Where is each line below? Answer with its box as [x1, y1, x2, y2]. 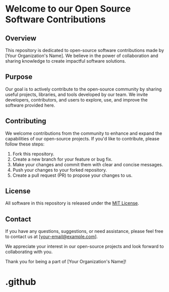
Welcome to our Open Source [5, 3, 131, 15]
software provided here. [5, 102, 55, 108]
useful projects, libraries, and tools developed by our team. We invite [5, 91, 148, 98]
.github [5, 276, 36, 288]
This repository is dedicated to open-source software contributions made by [5, 47, 164, 53]
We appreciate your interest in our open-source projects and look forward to [5, 244, 164, 250]
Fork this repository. [12, 151, 54, 157]
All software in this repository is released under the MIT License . [5, 200, 140, 206]
